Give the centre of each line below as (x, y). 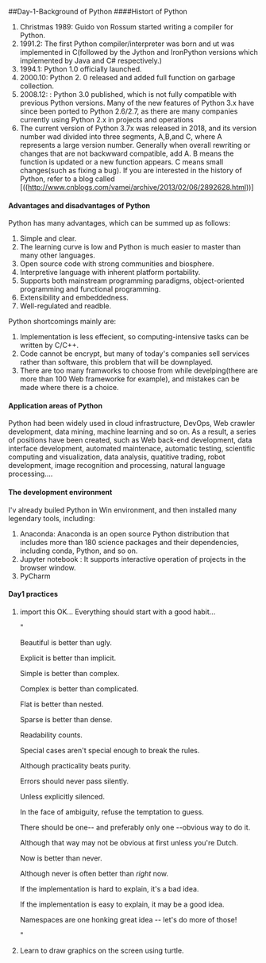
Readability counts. (51, 735)
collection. (37, 86)
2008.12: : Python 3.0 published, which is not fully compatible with (128, 94)
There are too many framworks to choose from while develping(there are (139, 371)
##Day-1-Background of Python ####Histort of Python (98, 12)
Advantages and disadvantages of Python (79, 205)
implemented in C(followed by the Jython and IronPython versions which (139, 52)
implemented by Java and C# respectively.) (91, 60)
